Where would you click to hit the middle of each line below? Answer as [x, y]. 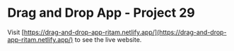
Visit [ [16, 32]
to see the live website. [108, 39]
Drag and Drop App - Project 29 [101, 13]
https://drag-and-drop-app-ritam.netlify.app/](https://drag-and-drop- [125, 32]
